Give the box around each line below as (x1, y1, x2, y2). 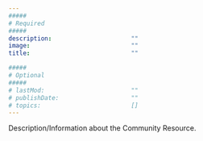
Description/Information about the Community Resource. (8, 123, 197, 133)
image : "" (8, 42, 139, 50)
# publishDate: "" (8, 93, 139, 102)
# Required (8, 19, 45, 27)
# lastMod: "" (8, 86, 139, 94)
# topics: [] (8, 102, 139, 110)
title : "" (8, 49, 139, 57)
